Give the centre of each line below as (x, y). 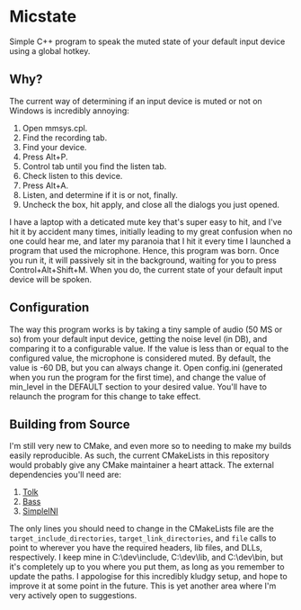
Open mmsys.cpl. (55, 128)
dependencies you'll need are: (66, 475)
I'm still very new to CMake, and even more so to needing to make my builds (150, 446)
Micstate (43, 17)
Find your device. (54, 147)
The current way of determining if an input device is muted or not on (136, 101)
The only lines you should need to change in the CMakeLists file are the (142, 529)
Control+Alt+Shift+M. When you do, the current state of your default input (146, 269)
